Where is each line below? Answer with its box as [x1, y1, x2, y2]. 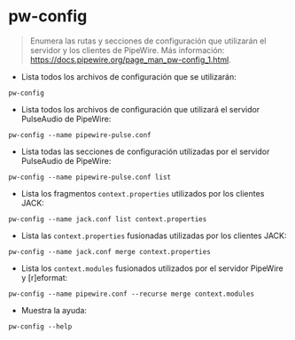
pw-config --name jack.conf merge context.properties [8, 247, 212, 256]
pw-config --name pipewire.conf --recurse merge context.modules [8, 290, 254, 298]
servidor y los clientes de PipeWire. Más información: [29, 44, 225, 55]
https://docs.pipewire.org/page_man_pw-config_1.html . [29, 54, 231, 65]
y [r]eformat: [20, 272, 68, 282]
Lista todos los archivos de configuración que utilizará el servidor [20, 104, 260, 114]
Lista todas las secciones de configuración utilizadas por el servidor [20, 146, 270, 157]
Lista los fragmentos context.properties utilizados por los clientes [20, 188, 265, 198]
